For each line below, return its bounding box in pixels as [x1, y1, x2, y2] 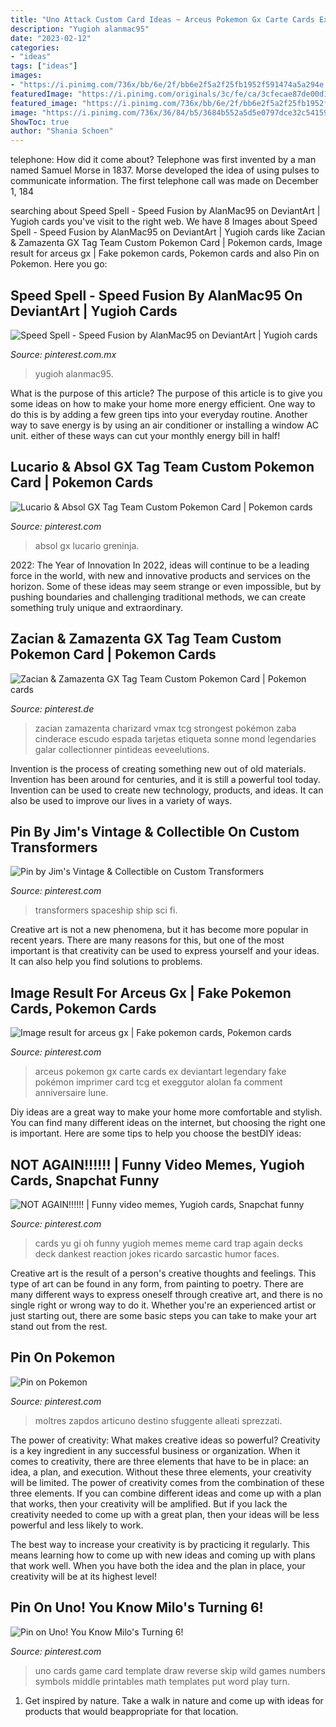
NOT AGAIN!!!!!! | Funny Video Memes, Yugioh [10, 1156, 305, 1173]
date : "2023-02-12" [10, 33, 92, 43]
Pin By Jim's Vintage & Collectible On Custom [10, 823, 300, 840]
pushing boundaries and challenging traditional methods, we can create [10, 591, 307, 603]
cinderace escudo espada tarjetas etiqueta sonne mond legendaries [34, 732, 317, 745]
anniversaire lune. [34, 1087, 109, 1099]
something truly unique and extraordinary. [10, 601, 183, 613]
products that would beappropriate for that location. [24, 1705, 239, 1717]
